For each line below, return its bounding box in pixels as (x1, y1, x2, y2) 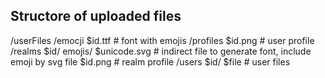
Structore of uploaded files (10, 8, 182, 25)
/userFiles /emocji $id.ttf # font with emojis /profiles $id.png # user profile (10, 34, 315, 46)
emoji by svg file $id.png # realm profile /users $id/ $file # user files (10, 55, 291, 68)
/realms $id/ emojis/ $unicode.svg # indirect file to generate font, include (10, 45, 312, 57)
